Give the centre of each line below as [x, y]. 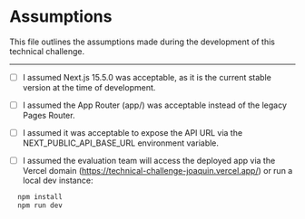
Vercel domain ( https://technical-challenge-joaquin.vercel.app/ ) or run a [157, 171]
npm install [40, 197]
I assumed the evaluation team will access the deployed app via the [149, 161]
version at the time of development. [89, 87]
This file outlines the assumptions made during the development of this [142, 42]
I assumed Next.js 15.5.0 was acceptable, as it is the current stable [147, 77]
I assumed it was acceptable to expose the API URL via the [133, 133]
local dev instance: [58, 181]
